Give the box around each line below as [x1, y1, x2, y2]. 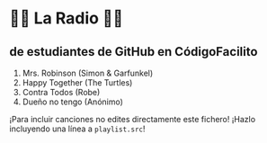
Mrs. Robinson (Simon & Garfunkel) [22, 67, 154, 78]
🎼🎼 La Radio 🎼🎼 [9, 8, 124, 29]
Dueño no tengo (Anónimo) [22, 96, 124, 107]
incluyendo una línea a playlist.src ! [9, 123, 146, 134]
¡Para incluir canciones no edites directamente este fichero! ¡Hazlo [9, 114, 256, 124]
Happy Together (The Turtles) [22, 77, 133, 88]
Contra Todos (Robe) [22, 87, 101, 97]
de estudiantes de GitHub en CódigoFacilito [9, 44, 258, 59]
